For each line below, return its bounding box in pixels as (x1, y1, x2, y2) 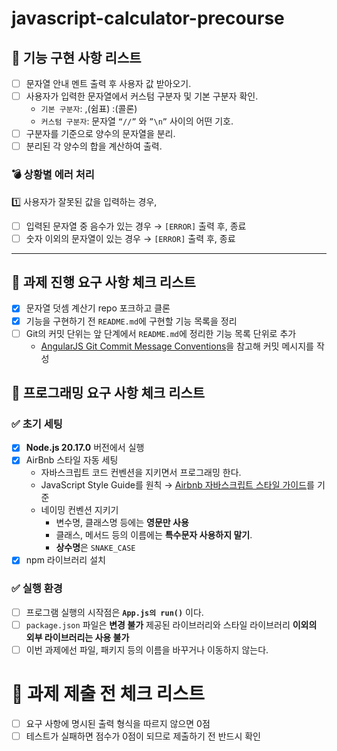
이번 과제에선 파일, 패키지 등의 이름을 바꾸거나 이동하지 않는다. (25, 643, 269, 656)
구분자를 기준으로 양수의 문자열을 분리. (25, 128, 176, 140)
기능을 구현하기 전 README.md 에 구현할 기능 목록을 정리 (25, 315, 238, 327)
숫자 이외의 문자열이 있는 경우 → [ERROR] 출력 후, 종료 (25, 232, 236, 244)
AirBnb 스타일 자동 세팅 (25, 454, 119, 466)
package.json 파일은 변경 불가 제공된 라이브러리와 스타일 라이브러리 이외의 (25, 618, 318, 631)
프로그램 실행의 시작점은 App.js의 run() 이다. (25, 606, 204, 618)
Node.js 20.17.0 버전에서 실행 (25, 442, 145, 454)
